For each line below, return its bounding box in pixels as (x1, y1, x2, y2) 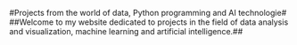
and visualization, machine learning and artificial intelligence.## (9, 26, 243, 36)
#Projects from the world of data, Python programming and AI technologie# (9, 8, 287, 18)
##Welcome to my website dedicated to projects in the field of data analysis (9, 17, 289, 27)
